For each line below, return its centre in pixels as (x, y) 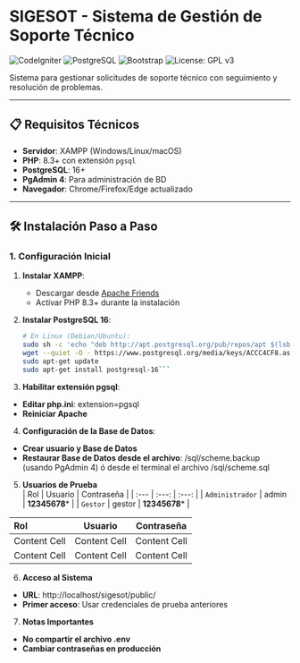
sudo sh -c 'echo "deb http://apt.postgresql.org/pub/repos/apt (144, 345)
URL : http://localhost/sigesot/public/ (89, 595)
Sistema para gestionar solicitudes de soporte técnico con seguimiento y (143, 77)
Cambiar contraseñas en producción (92, 648)
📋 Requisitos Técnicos (75, 125)
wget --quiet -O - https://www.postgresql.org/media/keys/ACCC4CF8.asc (158, 353)
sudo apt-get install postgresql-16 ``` (96, 370)
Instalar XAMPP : (53, 276)
